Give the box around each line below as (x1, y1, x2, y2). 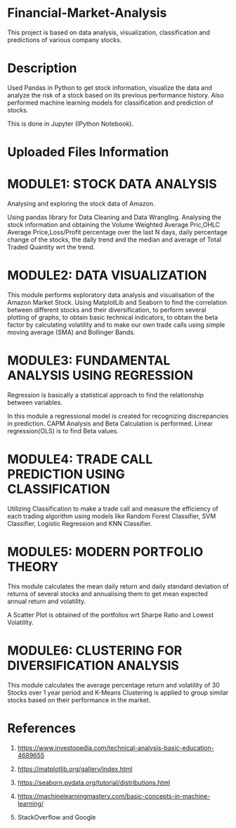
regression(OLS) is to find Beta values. (7, 426, 119, 435)
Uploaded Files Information (7, 144, 169, 160)
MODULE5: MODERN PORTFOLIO (7, 544, 204, 560)
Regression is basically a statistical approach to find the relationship (7, 390, 204, 399)
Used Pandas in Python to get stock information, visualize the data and (7, 83, 213, 92)
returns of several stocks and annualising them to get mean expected (7, 589, 209, 598)
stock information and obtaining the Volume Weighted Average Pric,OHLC (7, 221, 221, 229)
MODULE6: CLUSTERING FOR (7, 643, 183, 658)
